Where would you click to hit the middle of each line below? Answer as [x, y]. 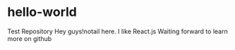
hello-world [42, 12]
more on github [30, 38]
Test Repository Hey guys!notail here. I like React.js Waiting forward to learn [117, 31]
